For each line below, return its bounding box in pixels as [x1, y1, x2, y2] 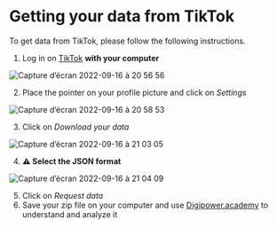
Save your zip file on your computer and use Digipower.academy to [21, 200, 269, 210]
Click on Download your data [21, 122, 130, 132]
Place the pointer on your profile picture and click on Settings [21, 87, 247, 98]
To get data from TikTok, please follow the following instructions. [9, 35, 246, 46]
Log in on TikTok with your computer [21, 52, 160, 63]
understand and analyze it [21, 208, 118, 219]
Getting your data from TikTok [9, 6, 235, 27]
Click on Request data [21, 190, 104, 200]
